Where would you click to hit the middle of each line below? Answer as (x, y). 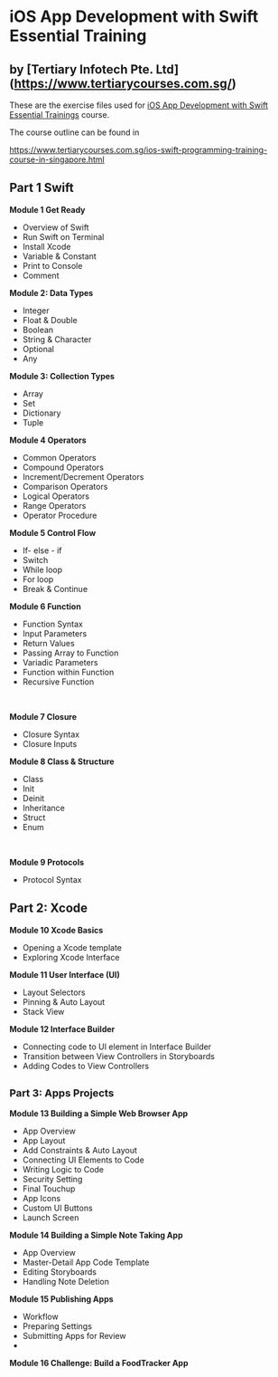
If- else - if (42, 550)
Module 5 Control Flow (53, 532)
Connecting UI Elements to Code (83, 1160)
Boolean (38, 330)
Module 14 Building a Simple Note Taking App (96, 1235)
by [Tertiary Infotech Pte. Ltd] (94, 69)
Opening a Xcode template (72, 947)
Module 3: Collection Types (62, 376)
